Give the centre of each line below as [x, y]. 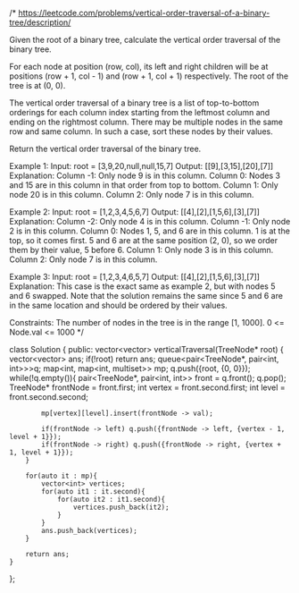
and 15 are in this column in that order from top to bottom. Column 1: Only [144, 185]
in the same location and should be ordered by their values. [118, 305]
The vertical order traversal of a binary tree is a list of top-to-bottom [134, 103]
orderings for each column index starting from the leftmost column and [140, 112]
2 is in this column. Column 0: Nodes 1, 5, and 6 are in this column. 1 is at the [149, 231]
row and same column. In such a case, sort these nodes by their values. [141, 131]
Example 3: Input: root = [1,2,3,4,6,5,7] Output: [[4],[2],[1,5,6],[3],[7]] [135, 277]
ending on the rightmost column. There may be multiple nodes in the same [146, 122]
